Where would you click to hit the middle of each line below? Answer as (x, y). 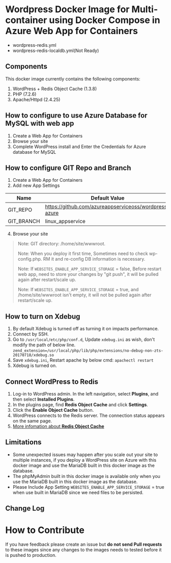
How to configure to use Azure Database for (76, 116)
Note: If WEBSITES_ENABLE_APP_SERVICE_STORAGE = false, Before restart (90, 269)
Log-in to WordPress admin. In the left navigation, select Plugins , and (85, 394)
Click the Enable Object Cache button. (53, 410)
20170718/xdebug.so (33, 355)
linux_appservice (65, 221)
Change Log (25, 508)
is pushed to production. (31, 555)
